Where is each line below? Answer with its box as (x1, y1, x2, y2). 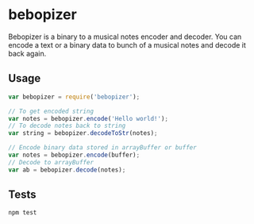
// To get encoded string (8, 107, 94, 115)
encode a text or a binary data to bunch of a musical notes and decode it (8, 40, 246, 49)
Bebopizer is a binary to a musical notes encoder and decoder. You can (8, 32, 242, 41)
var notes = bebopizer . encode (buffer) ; (8, 151, 140, 159)
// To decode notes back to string (8, 122, 126, 130)
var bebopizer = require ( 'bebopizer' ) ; (8, 93, 140, 101)
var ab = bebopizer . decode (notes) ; (8, 165, 126, 174)
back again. (8, 48, 47, 58)
